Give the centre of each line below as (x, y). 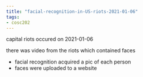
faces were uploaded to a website (56, 68)
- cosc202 (18, 22)
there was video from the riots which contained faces (71, 51)
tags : (13, 17)
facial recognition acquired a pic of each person (73, 62)
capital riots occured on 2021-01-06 (50, 39)
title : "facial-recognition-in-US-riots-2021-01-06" (72, 11)
